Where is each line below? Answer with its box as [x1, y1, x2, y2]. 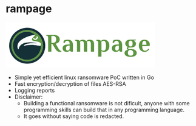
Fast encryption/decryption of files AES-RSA [14, 80, 126, 87]
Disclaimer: [14, 93, 43, 100]
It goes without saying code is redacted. [23, 112, 124, 120]
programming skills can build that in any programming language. [23, 106, 184, 113]
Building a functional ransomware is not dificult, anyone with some [23, 99, 190, 107]
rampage [5, 2, 52, 16]
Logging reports [14, 86, 55, 94]
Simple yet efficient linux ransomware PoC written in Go [14, 74, 154, 81]
